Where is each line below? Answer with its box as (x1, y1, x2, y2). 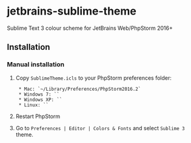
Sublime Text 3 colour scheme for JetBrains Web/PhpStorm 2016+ (7, 24, 173, 32)
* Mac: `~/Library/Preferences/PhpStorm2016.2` (18, 86, 141, 92)
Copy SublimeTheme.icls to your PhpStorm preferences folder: (15, 74, 172, 82)
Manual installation (7, 60, 65, 69)
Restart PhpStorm (15, 113, 61, 120)
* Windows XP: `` (18, 96, 62, 103)
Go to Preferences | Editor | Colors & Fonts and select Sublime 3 (15, 124, 185, 131)
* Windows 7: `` (18, 91, 60, 97)
